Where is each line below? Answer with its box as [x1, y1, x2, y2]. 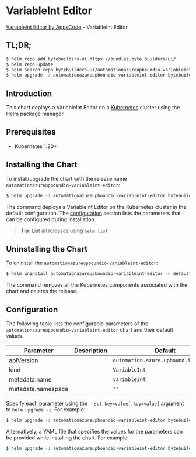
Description [73, 346, 108, 355]
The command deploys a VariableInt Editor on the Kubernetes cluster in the [6, 203, 187, 210]
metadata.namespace [9, 385, 69, 393]
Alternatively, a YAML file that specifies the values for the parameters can [6, 428, 183, 435]
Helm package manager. [6, 110, 65, 118]
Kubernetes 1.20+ [14, 142, 57, 150]
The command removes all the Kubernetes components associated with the [6, 281, 188, 288]
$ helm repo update [6, 61, 54, 67]
